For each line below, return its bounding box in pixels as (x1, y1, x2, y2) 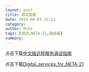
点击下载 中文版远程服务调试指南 (5, 50, 72, 56)
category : (5, 21, 26, 27)
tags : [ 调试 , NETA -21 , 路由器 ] (5, 31, 63, 36)
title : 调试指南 (5, 12, 36, 17)
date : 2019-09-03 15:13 (5, 17, 56, 22)
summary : (5, 36, 24, 41)
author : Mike (5, 26, 33, 31)
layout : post (5, 7, 33, 13)
